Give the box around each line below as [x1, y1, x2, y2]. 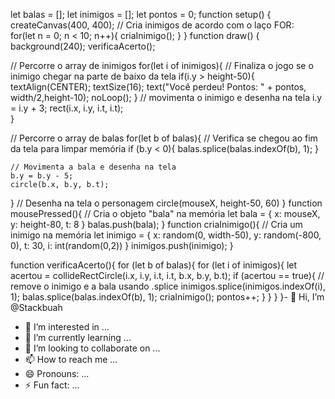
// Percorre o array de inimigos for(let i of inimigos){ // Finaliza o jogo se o [10, 60, 314, 71]
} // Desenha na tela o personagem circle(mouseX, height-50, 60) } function [10, 197, 323, 209]
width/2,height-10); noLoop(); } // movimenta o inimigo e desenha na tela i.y [10, 92, 323, 103]
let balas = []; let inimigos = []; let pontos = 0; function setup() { [10, 9, 272, 20]
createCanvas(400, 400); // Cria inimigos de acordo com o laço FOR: [10, 19, 295, 31]
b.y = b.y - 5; [10, 171, 74, 181]
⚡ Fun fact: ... [24, 379, 80, 391]
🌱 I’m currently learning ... [24, 332, 132, 343]
